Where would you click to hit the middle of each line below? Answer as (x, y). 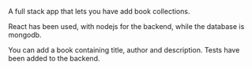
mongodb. (25, 35)
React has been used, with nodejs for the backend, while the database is (126, 26)
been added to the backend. (54, 58)
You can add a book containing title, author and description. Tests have (124, 50)
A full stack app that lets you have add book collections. (99, 11)
